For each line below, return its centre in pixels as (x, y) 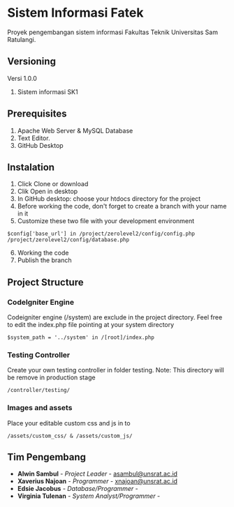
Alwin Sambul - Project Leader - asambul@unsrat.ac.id (97, 474)
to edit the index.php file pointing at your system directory (91, 325)
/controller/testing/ (39, 391)
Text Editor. (34, 138)
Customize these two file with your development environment (106, 221)
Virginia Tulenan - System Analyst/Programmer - (89, 496)
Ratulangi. (22, 39)
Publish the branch (44, 260)
